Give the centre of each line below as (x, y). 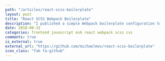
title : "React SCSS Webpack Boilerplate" (48, 19)
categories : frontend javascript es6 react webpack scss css (69, 32)
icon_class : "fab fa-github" (35, 51)
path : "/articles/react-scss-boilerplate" (49, 10)
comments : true (21, 37)
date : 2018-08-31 (23, 28)
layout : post (18, 14)
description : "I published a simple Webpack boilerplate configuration (80, 23)
